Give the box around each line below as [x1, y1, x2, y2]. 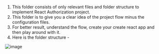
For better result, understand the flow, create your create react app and [12, 24, 155, 30]
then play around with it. [12, 30, 61, 35]
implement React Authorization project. [12, 9, 91, 15]
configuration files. [12, 19, 50, 25]
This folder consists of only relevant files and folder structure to [12, 4, 140, 10]
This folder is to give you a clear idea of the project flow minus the [12, 14, 144, 20]
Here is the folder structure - [12, 34, 69, 40]
